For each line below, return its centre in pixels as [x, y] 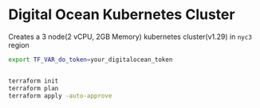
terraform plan [33, 88]
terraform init [33, 81]
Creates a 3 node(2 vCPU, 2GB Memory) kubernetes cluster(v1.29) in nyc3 [130, 37]
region [19, 44]
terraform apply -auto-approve [60, 96]
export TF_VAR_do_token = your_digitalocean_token [91, 60]
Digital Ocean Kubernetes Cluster [122, 15]
